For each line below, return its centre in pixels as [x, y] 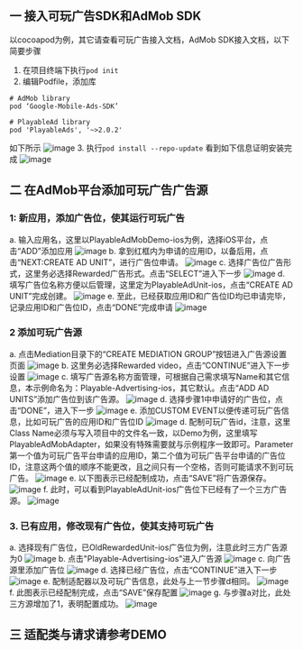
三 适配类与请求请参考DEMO [88, 635]
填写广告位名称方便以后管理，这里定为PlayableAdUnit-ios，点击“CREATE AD [151, 284]
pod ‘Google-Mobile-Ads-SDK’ [64, 106]
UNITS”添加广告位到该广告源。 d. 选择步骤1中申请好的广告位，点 [147, 398]
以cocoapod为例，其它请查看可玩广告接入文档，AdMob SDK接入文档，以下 [150, 40]
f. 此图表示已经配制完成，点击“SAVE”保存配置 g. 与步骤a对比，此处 [150, 592]
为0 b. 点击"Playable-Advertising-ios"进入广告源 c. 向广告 [150, 559]
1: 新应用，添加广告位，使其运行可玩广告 [97, 218]
